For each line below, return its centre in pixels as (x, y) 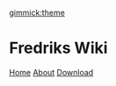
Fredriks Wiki (58, 48)
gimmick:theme (37, 13)
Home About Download (51, 72)
